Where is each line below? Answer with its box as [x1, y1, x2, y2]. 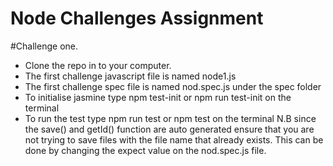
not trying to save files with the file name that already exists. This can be [24, 133, 324, 146]
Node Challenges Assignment [10, 7, 264, 30]
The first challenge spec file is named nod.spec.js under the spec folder [24, 80, 322, 92]
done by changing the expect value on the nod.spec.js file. [24, 144, 267, 156]
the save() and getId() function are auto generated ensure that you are [24, 123, 315, 135]
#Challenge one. [10, 40, 78, 52]
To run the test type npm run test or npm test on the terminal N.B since [24, 112, 317, 124]
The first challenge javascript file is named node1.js [24, 70, 237, 82]
